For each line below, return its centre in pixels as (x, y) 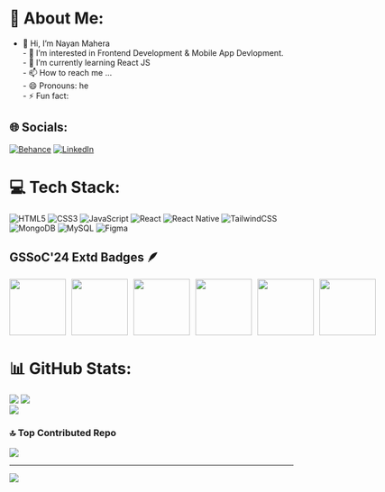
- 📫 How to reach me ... (67, 72)
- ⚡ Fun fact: (46, 96)
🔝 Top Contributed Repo (63, 433)
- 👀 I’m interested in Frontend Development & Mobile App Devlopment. (153, 52)
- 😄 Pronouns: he (55, 86)
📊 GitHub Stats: (71, 368)
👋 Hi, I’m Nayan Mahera (66, 43)
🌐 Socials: (39, 128)
